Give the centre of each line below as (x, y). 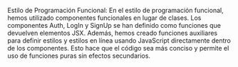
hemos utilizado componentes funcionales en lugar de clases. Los (104, 18)
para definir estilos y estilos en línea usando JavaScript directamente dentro (119, 41)
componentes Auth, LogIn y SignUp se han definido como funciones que (114, 25)
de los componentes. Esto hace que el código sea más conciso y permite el (118, 48)
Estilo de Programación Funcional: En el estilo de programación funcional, (115, 10)
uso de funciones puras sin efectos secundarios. (79, 56)
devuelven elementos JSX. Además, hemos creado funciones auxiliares (113, 33)
